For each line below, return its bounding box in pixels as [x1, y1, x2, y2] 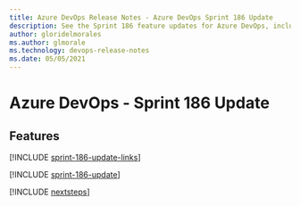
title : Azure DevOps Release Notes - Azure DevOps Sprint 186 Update [9, 12, 274, 22]
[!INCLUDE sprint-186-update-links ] [9, 152, 141, 162]
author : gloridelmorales [9, 29, 102, 38]
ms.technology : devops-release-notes [9, 46, 150, 55]
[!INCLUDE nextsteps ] [9, 186, 91, 197]
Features [9, 128, 60, 144]
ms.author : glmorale [9, 37, 87, 47]
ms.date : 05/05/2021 [9, 54, 87, 63]
